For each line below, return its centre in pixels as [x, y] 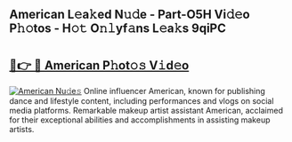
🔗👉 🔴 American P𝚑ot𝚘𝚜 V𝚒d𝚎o [99, 65]
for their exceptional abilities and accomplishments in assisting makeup [140, 120]
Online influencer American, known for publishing [174, 91]
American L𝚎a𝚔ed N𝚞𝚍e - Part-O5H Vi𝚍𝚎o [130, 15]
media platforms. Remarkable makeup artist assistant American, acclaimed [146, 110]
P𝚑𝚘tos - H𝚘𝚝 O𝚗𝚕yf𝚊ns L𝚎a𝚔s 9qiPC [118, 29]
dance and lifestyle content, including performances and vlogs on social [142, 101]
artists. [22, 129]
